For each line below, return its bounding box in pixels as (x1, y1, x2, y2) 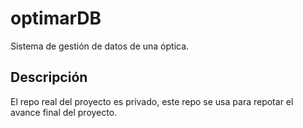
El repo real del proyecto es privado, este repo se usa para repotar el (10, 95, 294, 107)
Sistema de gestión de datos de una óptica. (10, 40, 190, 52)
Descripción (10, 69, 88, 86)
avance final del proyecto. (10, 106, 118, 118)
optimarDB (10, 7, 102, 30)
